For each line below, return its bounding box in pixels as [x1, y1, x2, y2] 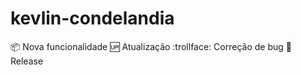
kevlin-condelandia [10, 7, 175, 30]
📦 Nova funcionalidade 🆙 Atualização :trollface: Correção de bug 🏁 [10, 40, 292, 52]
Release [10, 55, 44, 67]
